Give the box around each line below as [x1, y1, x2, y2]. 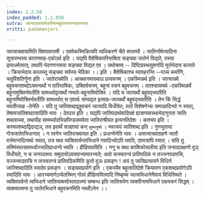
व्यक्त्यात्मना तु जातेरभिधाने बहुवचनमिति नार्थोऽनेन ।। [6, 185, 108, 192]
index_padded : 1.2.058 [6, 15, 64, 21]
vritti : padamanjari [6, 26, 59, 32]
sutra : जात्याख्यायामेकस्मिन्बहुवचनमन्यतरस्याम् [6, 20, 88, 26]
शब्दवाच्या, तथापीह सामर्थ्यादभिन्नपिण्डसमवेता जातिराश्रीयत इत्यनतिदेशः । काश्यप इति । [6, 116, 170, 124]
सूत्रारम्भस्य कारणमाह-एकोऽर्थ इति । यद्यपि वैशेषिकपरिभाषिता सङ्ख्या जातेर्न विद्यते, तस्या [6, 55, 174, 62]
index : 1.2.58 [6, 9, 43, 15]
